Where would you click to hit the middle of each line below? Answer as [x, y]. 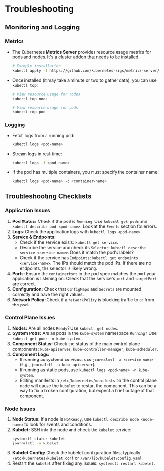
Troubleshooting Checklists [48, 197]
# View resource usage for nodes [46, 94]
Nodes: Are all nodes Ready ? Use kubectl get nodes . [65, 328]
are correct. [24, 284]
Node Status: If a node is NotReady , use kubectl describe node [75, 419]
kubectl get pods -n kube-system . [47, 339]
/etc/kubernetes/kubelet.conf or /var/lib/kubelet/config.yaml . [78, 458]
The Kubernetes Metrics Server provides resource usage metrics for [82, 52]
